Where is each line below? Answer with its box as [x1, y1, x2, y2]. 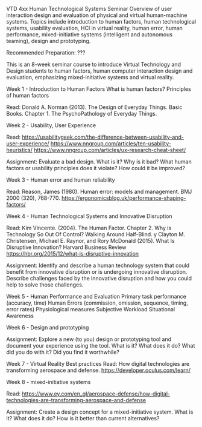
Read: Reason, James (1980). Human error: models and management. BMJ [6, 188, 192, 195]
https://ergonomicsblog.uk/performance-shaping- [61, 194, 186, 202]
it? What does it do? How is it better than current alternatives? [6, 415, 160, 422]
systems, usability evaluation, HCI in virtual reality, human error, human [6, 24, 183, 31]
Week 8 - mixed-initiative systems [6, 379, 91, 385]
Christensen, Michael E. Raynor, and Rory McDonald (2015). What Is [6, 237, 175, 244]
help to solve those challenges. [6, 281, 84, 288]
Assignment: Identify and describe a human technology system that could [6, 262, 190, 269]
